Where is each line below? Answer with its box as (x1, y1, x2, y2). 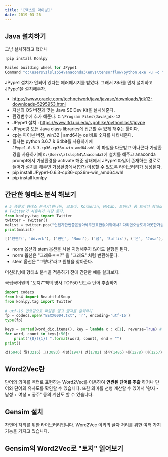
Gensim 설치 (5, 407, 43, 416)
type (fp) (5, 318, 23, 323)
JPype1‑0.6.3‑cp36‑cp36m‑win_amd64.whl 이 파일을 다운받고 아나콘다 (12, 144, 149, 150)
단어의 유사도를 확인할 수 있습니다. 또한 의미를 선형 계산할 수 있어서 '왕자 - (14, 385, 159, 391)
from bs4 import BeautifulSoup (5, 294, 70, 299)
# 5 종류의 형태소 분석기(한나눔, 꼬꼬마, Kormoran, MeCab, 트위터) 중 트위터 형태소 (5, 204, 162, 209)
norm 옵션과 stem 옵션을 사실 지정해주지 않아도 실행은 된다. (12, 246, 129, 252)
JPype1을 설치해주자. (5, 86, 47, 92)
